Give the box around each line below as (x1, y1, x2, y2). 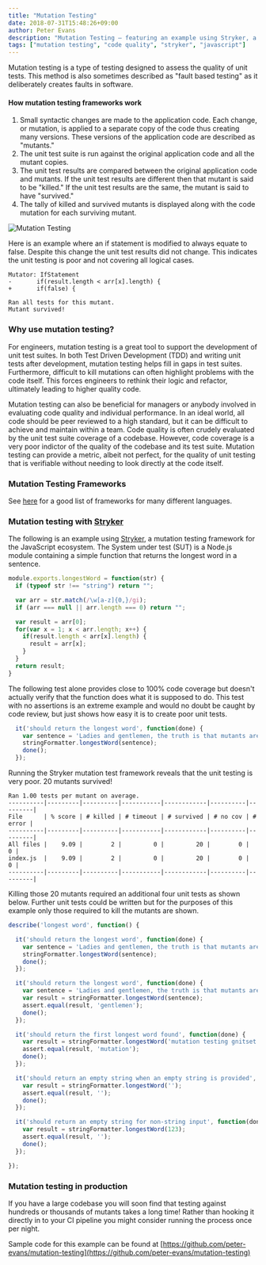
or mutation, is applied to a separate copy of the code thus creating (19, 124, 240, 133)
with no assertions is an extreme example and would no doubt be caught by (8, 701, 256, 710)
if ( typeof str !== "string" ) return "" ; (15, 582, 154, 590)
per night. (8, 1224, 40, 1233)
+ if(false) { (8, 285, 77, 293)
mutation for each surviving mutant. (19, 208, 137, 218)
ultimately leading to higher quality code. (8, 384, 142, 393)
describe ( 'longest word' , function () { (8, 921, 140, 930)
